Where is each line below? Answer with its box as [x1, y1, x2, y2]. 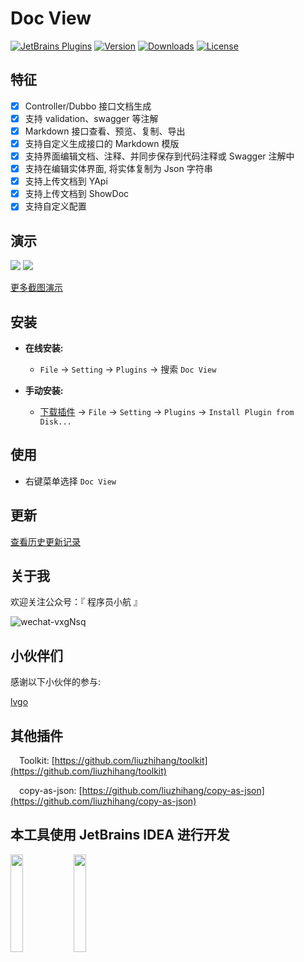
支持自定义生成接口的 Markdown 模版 [24, 137, 180, 149]
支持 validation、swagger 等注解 [24, 112, 159, 124]
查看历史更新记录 [10, 535, 81, 547]
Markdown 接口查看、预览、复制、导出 [24, 125, 186, 137]
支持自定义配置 [24, 200, 87, 212]
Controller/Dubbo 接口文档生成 [24, 100, 152, 112]
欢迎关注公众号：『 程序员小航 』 [10, 596, 143, 608]
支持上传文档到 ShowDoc [24, 188, 130, 200]
